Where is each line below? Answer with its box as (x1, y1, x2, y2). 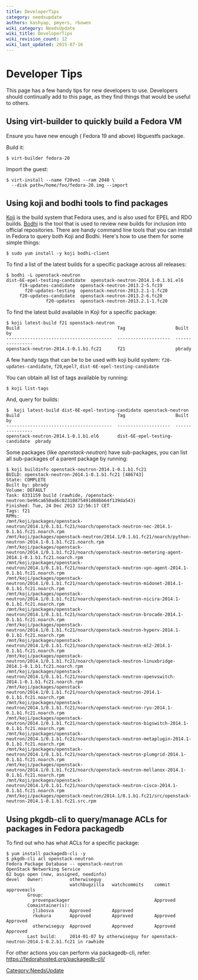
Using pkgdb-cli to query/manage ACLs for (6, 814, 167, 824)
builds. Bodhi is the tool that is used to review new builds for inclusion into (6, 220, 186, 227)
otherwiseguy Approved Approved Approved (32, 923, 176, 930)
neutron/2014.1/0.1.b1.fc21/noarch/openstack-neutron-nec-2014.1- (6, 523, 173, 530)
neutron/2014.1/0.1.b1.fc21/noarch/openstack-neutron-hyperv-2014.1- (6, 627, 181, 634)
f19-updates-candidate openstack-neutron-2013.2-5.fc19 (19, 282, 163, 289)
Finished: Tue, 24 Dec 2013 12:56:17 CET (6, 503, 110, 509)
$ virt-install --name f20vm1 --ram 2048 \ (6, 177, 115, 183)
